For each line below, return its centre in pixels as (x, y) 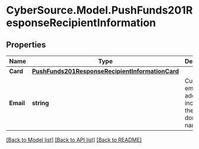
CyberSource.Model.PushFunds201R (99, 10)
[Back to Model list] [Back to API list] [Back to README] (74, 140)
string (40, 103)
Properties (26, 45)
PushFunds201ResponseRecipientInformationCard (105, 71)
